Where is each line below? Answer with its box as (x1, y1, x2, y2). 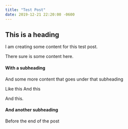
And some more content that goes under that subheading (5, 76, 123, 82)
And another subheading (5, 107, 58, 113)
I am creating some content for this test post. (5, 43, 98, 50)
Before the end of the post (5, 118, 59, 124)
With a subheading (5, 64, 45, 70)
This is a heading (5, 30, 59, 39)
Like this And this (5, 85, 41, 91)
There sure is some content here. (5, 53, 74, 59)
